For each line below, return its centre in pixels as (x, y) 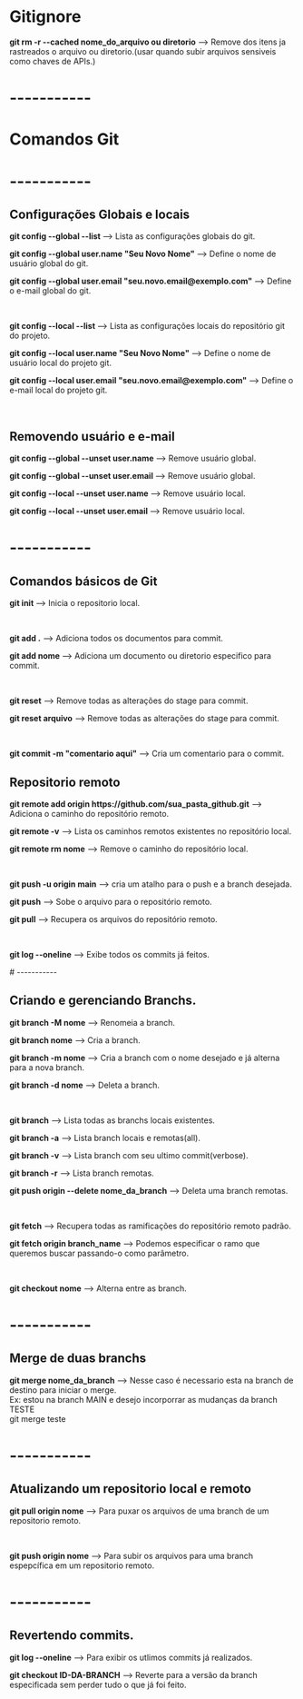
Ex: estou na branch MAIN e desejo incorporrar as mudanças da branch (144, 1399)
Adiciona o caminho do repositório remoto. (89, 813)
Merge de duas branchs (78, 1359)
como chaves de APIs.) (53, 61)
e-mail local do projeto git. (59, 390)
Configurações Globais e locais (100, 214)
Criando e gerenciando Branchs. (103, 1001)
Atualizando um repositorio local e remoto (131, 1489)
